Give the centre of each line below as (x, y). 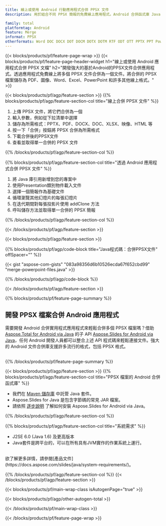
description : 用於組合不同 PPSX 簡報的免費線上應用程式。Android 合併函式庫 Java (83, 14)
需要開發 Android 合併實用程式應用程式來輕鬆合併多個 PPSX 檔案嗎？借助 (80, 328)
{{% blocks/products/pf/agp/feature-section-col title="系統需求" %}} (75, 426)
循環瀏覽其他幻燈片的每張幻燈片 (45, 198)
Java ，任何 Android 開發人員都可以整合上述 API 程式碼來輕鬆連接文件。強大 (82, 340)
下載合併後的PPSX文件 (35, 136)
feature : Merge (21, 33)
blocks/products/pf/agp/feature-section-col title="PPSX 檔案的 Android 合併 (83, 377)
